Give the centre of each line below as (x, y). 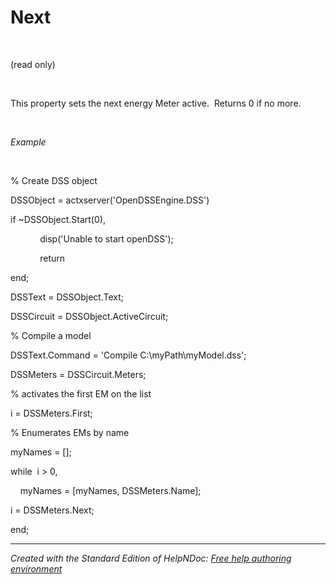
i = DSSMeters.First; (51, 413)
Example (28, 142)
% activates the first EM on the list (81, 393)
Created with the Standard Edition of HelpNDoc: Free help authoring (151, 558)
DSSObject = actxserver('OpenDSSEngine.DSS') (110, 200)
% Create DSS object (54, 180)
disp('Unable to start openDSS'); (106, 238)
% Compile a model (51, 335)
